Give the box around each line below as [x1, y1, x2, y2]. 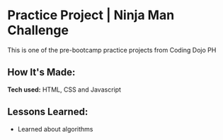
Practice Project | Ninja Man [7, 7, 175, 23]
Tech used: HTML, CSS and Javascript [7, 85, 122, 94]
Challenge [7, 22, 69, 38]
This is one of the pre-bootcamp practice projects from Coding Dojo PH [7, 45, 217, 54]
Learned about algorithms [17, 124, 93, 133]
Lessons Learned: [7, 106, 88, 118]
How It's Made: [7, 66, 76, 78]
